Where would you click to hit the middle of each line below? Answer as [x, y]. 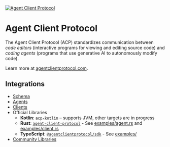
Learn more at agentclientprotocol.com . [47, 68]
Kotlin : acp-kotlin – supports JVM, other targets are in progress [87, 118]
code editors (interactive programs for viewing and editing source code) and [85, 47]
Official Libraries [30, 112]
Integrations [25, 84]
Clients [20, 107]
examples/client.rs [40, 128]
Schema [21, 96]
